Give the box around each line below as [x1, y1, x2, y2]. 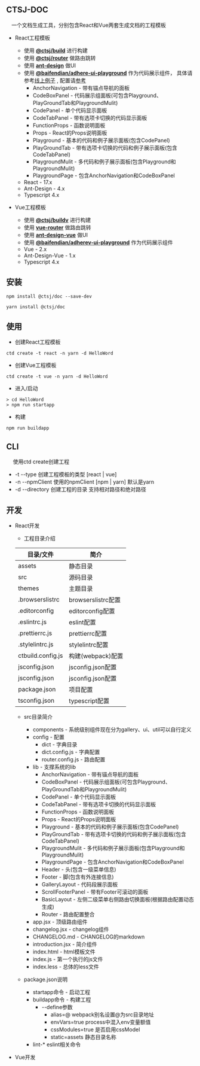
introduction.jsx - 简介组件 [32, 941, 97, 948]
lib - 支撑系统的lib [32, 763, 76, 771]
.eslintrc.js [17, 618, 47, 626]
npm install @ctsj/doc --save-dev [6, 293, 93, 299]
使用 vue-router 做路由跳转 [23, 224, 91, 231]
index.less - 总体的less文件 [32, 963, 100, 970]
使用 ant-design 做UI [23, 62, 76, 69]
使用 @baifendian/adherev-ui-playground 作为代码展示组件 [23, 239, 173, 246]
